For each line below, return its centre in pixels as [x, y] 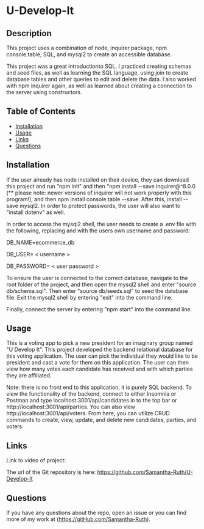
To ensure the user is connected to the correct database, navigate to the [97, 278]
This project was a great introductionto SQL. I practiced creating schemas [99, 66]
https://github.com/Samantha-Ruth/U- [145, 472]
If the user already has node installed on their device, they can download [98, 179]
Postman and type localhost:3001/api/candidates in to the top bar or [92, 401]
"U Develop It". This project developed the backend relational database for [100, 350]
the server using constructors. [44, 92]
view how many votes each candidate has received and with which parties [100, 369]
